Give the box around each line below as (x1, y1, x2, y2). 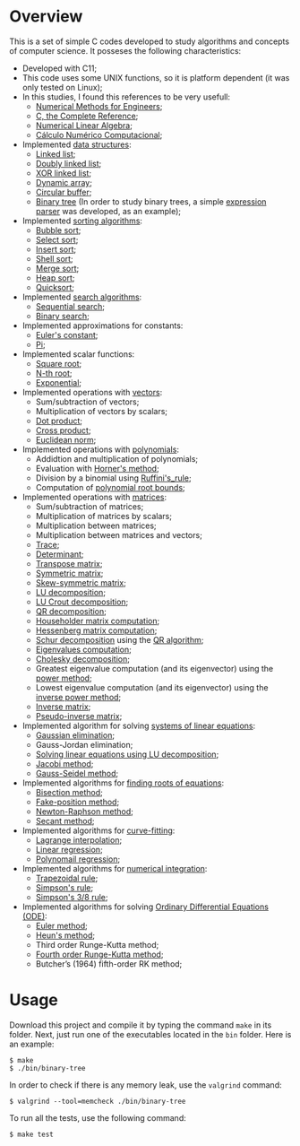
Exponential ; (35, 377, 82, 387)
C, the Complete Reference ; (35, 110, 139, 121)
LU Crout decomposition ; (35, 596, 129, 607)
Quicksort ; (35, 282, 74, 292)
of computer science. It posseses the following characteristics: (9, 45, 242, 56)
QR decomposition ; (35, 605, 107, 616)
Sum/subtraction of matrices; (35, 500, 144, 512)
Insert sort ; (35, 244, 77, 255)
